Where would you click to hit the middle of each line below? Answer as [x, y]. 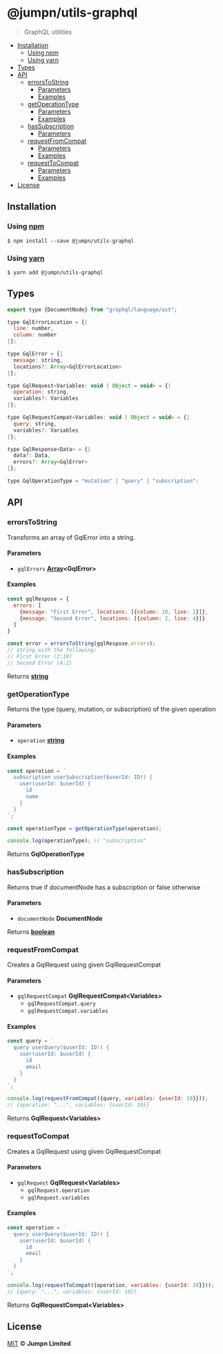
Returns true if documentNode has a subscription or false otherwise [104, 887]
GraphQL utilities [48, 32]
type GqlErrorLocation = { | [48, 322]
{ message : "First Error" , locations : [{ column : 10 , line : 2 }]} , [114, 612]
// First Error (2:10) [40, 657]
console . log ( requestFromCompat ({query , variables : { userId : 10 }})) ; [108, 1099]
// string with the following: [52, 650]
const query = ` [30, 1041]
